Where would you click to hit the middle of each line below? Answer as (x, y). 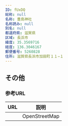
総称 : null (16, 14)
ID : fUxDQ (15, 10)
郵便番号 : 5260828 (23, 51)
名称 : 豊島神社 (19, 19)
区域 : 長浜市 (17, 38)
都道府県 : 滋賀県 (20, 33)
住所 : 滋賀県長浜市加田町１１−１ (34, 56)
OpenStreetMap (41, 116)
